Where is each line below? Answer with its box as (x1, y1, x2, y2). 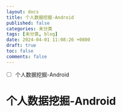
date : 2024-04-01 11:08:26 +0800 (6, 37, 91, 43)
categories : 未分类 (6, 25, 53, 32)
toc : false (6, 48, 34, 54)
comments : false (6, 54, 47, 60)
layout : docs (6, 8, 39, 15)
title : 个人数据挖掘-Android (6, 14, 74, 20)
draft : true (6, 43, 36, 49)
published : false (6, 20, 50, 26)
